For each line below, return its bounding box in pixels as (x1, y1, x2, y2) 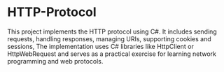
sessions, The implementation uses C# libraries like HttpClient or (7, 42, 194, 50)
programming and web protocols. (7, 57, 104, 65)
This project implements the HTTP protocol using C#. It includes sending (7, 27, 217, 36)
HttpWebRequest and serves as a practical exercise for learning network (7, 50, 217, 58)
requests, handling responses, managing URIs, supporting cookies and (7, 34, 211, 43)
